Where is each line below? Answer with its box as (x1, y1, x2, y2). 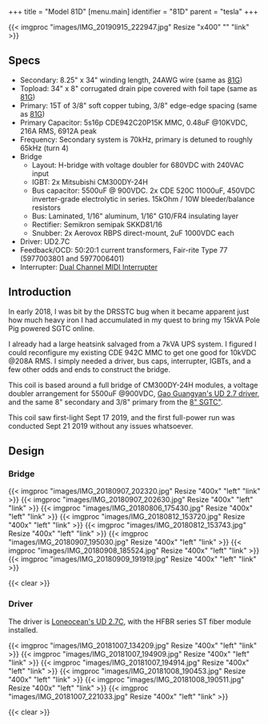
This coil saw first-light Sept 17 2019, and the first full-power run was (8, 412, 235, 422)
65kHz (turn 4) (19, 143, 70, 153)
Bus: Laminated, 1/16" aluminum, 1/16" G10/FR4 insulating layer (31, 211, 238, 221)
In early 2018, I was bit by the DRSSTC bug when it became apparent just (8, 306, 250, 316)
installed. (8, 625, 38, 634)
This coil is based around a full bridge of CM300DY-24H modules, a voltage (8, 380, 258, 390)
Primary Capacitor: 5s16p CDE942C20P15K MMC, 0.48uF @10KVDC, (19, 118, 248, 127)
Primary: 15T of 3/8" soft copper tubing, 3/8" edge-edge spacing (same (19, 100, 258, 110)
